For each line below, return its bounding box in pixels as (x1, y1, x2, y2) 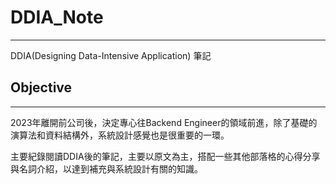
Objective (10, 79, 73, 96)
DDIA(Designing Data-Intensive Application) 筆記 (10, 49, 212, 61)
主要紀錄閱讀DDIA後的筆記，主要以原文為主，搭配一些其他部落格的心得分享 (10, 150, 321, 162)
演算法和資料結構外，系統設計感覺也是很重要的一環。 (10, 129, 230, 141)
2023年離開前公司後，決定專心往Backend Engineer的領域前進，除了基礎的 (10, 116, 318, 128)
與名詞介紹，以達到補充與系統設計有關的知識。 (10, 162, 203, 175)
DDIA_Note (10, 6, 104, 29)
